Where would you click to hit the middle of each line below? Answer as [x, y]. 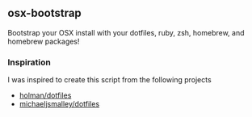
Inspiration [29, 62]
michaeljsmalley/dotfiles [59, 104]
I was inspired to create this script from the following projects [109, 80]
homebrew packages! [44, 41]
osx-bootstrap [44, 13]
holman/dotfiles [45, 95]
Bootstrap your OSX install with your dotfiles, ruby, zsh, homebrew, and [126, 32]
